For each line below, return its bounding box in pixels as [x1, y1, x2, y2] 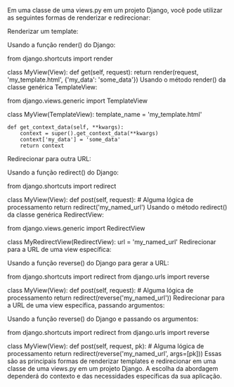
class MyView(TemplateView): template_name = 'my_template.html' [7, 110, 202, 118]
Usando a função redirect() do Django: [7, 168, 119, 177]
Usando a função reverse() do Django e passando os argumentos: [7, 315, 199, 323]
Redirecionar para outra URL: [7, 155, 91, 163]
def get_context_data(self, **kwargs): [7, 124, 124, 131]
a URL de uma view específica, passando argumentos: [7, 301, 165, 309]
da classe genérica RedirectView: [7, 210, 104, 219]
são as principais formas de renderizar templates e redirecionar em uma [7, 357, 216, 365]
